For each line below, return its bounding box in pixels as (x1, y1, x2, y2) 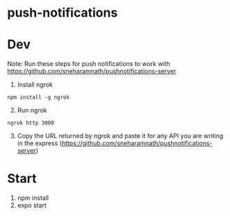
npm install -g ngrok (7, 94, 70, 101)
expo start (17, 201, 47, 210)
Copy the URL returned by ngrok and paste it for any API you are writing (17, 132, 224, 140)
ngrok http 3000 (7, 119, 54, 126)
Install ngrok (17, 81, 54, 89)
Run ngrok (17, 106, 47, 115)
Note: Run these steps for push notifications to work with (7, 60, 170, 68)
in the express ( (17, 139, 63, 147)
